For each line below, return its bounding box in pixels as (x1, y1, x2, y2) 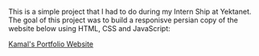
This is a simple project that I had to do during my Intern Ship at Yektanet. (8, 7, 252, 16)
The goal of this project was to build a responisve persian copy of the (8, 15, 239, 25)
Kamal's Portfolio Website (8, 39, 94, 49)
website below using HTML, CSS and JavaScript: (8, 24, 171, 33)
